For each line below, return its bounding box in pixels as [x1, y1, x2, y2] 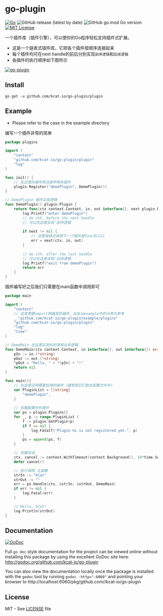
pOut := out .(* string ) [14, 356, 60, 361]
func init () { [5, 175, 34, 180]
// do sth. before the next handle [22, 215, 95, 221]
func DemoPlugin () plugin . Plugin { [5, 202, 77, 207]
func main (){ [5, 378, 32, 383]
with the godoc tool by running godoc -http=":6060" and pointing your [5, 574, 143, 580]
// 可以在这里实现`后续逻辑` [22, 256, 73, 261]
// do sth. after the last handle [22, 252, 92, 257]
